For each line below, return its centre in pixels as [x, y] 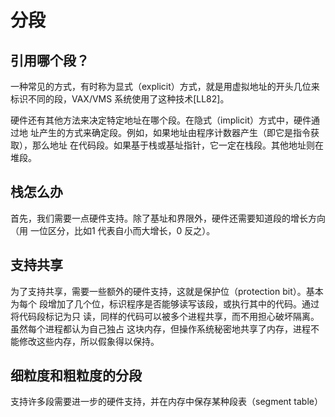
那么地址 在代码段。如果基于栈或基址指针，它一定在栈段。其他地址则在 [177, 145]
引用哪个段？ [50, 60]
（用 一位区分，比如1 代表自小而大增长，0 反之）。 [113, 230]
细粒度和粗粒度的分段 [76, 376]
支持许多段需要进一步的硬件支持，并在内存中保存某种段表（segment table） [166, 402]
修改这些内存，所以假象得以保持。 [89, 341]
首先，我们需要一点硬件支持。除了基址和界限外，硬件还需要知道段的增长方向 [168, 218]
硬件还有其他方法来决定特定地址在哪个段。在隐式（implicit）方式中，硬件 [161, 120]
